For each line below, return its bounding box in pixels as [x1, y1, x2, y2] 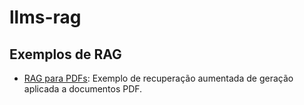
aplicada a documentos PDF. [23, 83, 143, 95]
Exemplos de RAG [9, 46, 122, 63]
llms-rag [9, 6, 82, 29]
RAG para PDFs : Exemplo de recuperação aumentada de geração [23, 72, 294, 84]
